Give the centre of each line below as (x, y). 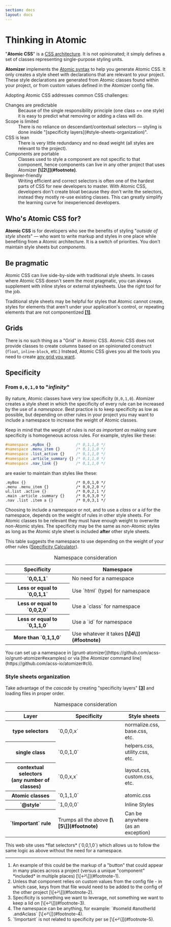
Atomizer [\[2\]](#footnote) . (48, 170)
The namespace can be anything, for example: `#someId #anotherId (84, 908)
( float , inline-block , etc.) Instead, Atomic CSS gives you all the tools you (83, 351)
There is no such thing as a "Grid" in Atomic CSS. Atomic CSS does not (80, 340)
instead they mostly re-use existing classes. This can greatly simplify (90, 197)
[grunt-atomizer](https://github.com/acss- (116, 653)
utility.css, (137, 752)
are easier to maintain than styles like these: (51, 473)
